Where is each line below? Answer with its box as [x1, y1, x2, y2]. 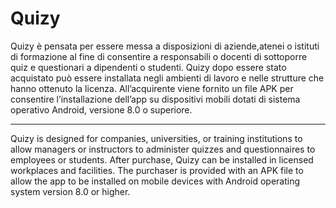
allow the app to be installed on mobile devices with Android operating [10, 175, 301, 187]
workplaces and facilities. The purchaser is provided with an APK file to [10, 164, 304, 176]
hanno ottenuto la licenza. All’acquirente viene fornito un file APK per [10, 82, 294, 94]
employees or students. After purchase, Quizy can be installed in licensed [10, 153, 314, 166]
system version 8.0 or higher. [10, 185, 131, 197]
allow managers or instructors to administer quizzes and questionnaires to [10, 143, 316, 155]
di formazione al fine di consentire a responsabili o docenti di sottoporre [10, 50, 308, 62]
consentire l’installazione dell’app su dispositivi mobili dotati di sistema [10, 93, 301, 105]
